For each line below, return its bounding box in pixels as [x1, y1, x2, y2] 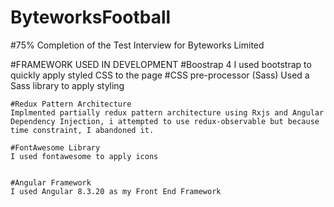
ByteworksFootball [10, 6, 172, 29]
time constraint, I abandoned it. [10, 125, 155, 135]
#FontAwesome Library [10, 142, 101, 153]
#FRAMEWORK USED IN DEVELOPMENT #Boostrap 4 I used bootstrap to [10, 58, 312, 70]
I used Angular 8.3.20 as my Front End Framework [10, 186, 222, 196]
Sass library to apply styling [10, 79, 125, 91]
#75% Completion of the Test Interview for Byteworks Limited [10, 39, 265, 51]
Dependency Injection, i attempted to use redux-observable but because [10, 116, 320, 126]
